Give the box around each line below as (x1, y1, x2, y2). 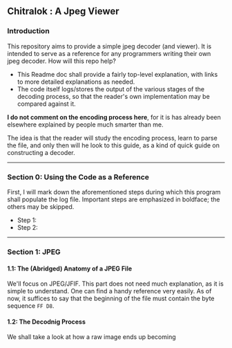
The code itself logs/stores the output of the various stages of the (17, 84, 205, 93)
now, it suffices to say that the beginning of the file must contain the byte (7, 294, 215, 303)
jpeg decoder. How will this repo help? (7, 57, 116, 65)
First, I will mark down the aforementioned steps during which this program (7, 187, 221, 196)
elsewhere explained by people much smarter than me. (7, 120, 164, 129)
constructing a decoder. (7, 148, 76, 156)
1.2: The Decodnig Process (7, 318, 86, 326)
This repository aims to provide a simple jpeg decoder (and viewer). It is (7, 42, 212, 51)
